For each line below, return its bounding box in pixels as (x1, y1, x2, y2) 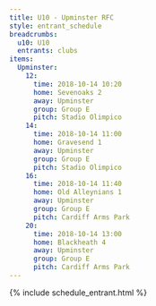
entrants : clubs (17, 47, 78, 55)
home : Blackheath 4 (32, 238, 106, 247)
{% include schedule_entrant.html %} (9, 287, 148, 298)
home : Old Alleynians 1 (32, 188, 123, 197)
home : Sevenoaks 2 (32, 88, 102, 97)
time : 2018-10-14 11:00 (32, 130, 123, 139)
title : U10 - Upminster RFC (9, 13, 115, 22)
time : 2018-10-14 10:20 (32, 80, 123, 89)
